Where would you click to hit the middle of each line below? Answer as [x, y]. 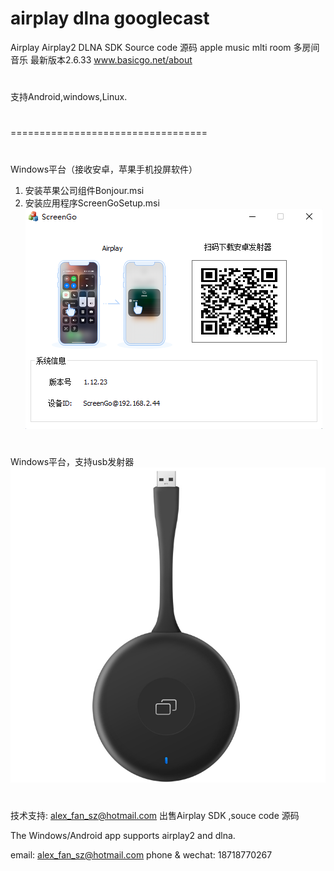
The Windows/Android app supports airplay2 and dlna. [123, 835]
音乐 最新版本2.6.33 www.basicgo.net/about [101, 59]
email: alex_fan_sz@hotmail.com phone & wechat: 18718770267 [141, 854]
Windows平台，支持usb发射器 [72, 461]
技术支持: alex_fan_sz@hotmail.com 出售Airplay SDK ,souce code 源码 [155, 815]
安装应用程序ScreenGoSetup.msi [92, 203]
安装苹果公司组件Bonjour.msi [84, 190]
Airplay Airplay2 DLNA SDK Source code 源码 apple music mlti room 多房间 [165, 47]
